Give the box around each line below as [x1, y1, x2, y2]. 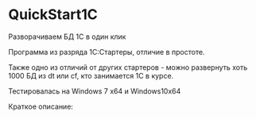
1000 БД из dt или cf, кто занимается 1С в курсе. [8, 71, 174, 80]
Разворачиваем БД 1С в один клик [8, 32, 126, 41]
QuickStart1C [8, 6, 98, 24]
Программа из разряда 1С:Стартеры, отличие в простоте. [8, 47, 205, 56]
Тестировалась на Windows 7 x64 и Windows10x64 [8, 86, 181, 96]
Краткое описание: [8, 102, 74, 111]
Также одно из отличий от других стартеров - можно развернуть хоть [8, 62, 248, 72]
